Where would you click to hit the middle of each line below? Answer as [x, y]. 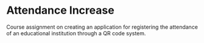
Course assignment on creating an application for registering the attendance [102, 27]
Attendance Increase [60, 10]
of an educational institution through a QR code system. [76, 33]
